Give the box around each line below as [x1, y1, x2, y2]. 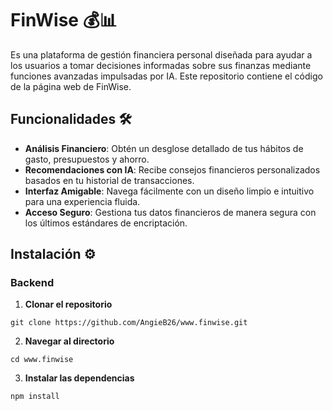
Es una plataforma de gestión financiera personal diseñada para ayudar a [10, 48, 313, 61]
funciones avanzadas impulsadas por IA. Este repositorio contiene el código [10, 70, 323, 82]
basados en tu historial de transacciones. [24, 174, 195, 186]
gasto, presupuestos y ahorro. [24, 153, 150, 165]
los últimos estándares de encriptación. [24, 217, 188, 229]
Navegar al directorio [24, 335, 115, 347]
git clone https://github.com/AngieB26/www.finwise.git [10, 318, 248, 328]
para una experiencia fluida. [24, 195, 141, 207]
